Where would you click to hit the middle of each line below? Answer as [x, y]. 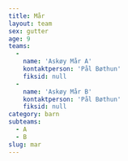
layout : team [30, 24]
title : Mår [27, 16]
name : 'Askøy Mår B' [58, 91]
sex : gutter [28, 31]
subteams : [25, 122]
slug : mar [25, 144]
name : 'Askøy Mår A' [58, 62]
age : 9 [19, 39]
